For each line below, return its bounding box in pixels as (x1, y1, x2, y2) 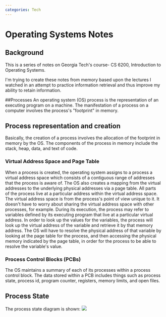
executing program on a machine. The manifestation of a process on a (5, 102, 149, 108)
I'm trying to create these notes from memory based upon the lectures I (5, 77, 151, 83)
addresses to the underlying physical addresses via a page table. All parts (5, 185, 156, 191)
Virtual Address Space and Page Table (5, 158, 100, 165)
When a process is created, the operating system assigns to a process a (5, 169, 153, 175)
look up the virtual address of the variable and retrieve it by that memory (5, 222, 153, 228)
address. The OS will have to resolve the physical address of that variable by (5, 227, 162, 233)
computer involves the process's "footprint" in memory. (5, 107, 119, 113)
